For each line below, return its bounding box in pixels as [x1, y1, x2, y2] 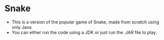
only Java [11, 24, 32, 30]
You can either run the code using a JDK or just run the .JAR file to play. [11, 29, 157, 35]
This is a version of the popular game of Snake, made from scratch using [11, 19, 160, 25]
